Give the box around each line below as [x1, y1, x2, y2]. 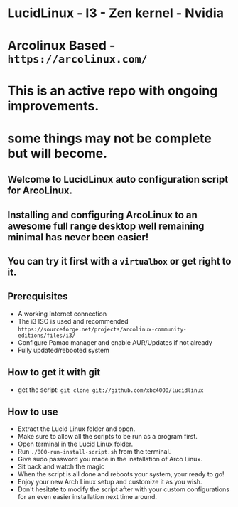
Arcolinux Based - [7, 38, 116, 54]
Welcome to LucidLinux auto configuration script [7, 174, 229, 186]
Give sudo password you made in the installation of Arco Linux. [17, 455, 202, 464]
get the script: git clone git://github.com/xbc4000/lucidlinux [17, 385, 204, 394]
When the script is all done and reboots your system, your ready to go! [17, 470, 225, 479]
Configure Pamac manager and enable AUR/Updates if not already [17, 338, 213, 346]
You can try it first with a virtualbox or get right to [7, 255, 232, 267]
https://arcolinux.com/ [7, 53, 148, 66]
